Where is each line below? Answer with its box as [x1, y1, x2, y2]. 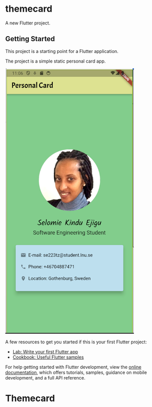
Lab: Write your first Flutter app [12, 348, 79, 355]
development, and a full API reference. [5, 374, 86, 381]
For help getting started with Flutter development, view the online [5, 364, 142, 370]
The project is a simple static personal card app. [5, 58, 106, 64]
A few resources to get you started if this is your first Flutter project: [5, 339, 147, 345]
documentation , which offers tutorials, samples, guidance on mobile [5, 369, 147, 375]
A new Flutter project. [5, 20, 51, 26]
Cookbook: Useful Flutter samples [12, 354, 84, 360]
